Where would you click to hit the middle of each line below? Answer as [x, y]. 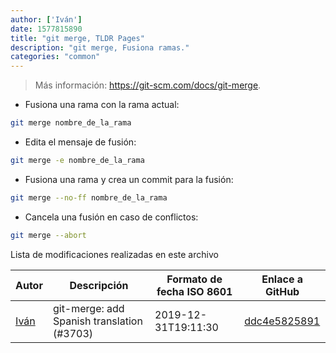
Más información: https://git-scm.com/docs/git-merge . [148, 85]
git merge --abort [48, 235]
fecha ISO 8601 [194, 291]
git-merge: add [88, 308]
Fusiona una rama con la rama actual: [102, 105]
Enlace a [282, 279]
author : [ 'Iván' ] [46, 19]
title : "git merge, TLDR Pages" [77, 38]
